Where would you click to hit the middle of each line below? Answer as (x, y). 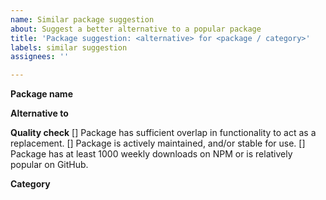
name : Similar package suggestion (82, 19)
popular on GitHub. (49, 165)
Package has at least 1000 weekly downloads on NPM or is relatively (151, 154)
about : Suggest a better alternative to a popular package (136, 29)
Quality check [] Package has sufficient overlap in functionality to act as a (163, 133)
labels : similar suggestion (69, 47)
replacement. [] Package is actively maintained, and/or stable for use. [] (158, 143)
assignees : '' (40, 57)
